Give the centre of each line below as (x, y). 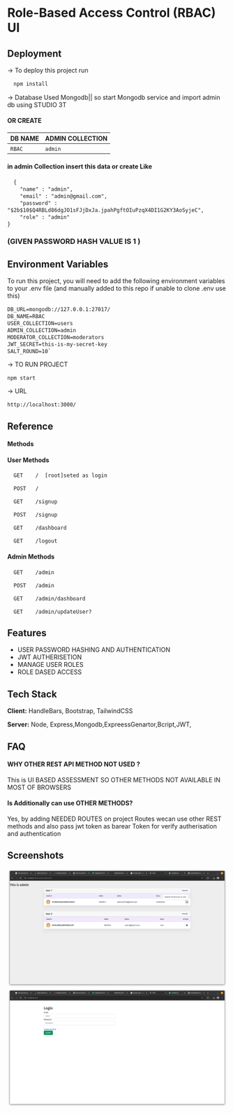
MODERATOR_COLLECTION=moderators (56, 338)
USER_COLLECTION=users (40, 324)
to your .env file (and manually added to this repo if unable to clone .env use (117, 289)
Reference (30, 426)
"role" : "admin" (45, 217)
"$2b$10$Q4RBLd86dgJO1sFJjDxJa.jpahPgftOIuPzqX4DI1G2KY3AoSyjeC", (106, 210)
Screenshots (36, 855)
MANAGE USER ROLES (50, 665)
